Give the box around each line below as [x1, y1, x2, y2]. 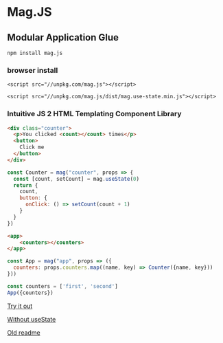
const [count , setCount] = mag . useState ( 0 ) [13, 175, 139, 182]
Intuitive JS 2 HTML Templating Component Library [7, 109, 182, 119]
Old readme [7, 328, 40, 337]
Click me [19, 144, 45, 151]
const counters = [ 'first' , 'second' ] [7, 283, 118, 289]
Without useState [7, 315, 56, 323]
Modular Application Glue [7, 32, 119, 43]
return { [13, 181, 38, 189]
